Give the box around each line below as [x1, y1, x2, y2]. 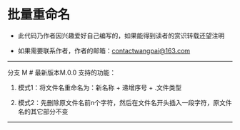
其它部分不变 [30, 107, 69, 116]
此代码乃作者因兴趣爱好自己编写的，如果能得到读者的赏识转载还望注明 [17, 31, 225, 40]
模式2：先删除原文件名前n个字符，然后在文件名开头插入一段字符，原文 [17, 98, 226, 107]
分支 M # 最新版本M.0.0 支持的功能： [7, 68, 116, 77]
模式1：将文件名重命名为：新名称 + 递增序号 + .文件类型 [17, 83, 182, 92]
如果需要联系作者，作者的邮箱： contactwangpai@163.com [17, 46, 191, 55]
